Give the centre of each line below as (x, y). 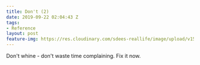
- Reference (21, 28)
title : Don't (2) (28, 12)
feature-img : (22, 39)
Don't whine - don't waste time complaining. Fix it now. (74, 56)
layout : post (22, 34)
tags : (13, 22)
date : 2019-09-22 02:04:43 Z (42, 17)
